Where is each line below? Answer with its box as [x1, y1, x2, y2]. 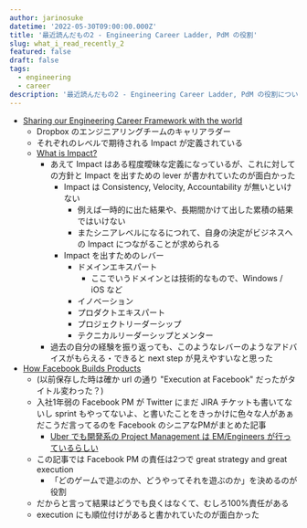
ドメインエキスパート [77, 261, 158, 272]
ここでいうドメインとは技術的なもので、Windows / [90, 272, 283, 283]
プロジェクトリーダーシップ [77, 318, 182, 329]
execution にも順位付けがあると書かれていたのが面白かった [36, 509, 260, 520]
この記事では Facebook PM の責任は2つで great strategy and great [36, 453, 288, 464]
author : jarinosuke [9, 13, 84, 23]
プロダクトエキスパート [77, 307, 166, 318]
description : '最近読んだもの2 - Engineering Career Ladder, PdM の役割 [9, 90, 279, 99]
